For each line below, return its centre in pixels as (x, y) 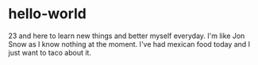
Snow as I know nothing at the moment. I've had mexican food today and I (129, 44)
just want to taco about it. (50, 52)
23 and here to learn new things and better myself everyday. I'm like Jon (127, 36)
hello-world (48, 14)
